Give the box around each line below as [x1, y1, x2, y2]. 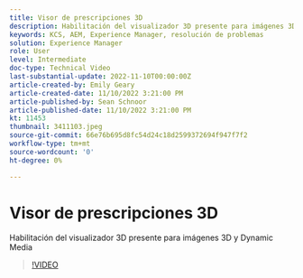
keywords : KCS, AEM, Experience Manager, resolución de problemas [9, 30, 264, 39]
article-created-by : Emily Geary [9, 80, 135, 89]
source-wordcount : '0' [9, 147, 95, 156]
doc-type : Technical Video [9, 64, 111, 73]
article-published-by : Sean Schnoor [9, 97, 147, 107]
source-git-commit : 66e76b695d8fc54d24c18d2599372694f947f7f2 [9, 131, 248, 140]
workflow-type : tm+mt [9, 139, 91, 148]
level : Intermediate [9, 55, 87, 64]
